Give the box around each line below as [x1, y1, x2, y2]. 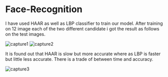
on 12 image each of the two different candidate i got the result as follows [5, 25, 159, 31]
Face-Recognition [5, 4, 83, 15]
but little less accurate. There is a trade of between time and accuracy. [5, 56, 154, 62]
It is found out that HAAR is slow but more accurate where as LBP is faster [5, 51, 161, 57]
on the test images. [5, 31, 46, 37]
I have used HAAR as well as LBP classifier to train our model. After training [5, 20, 163, 26]
